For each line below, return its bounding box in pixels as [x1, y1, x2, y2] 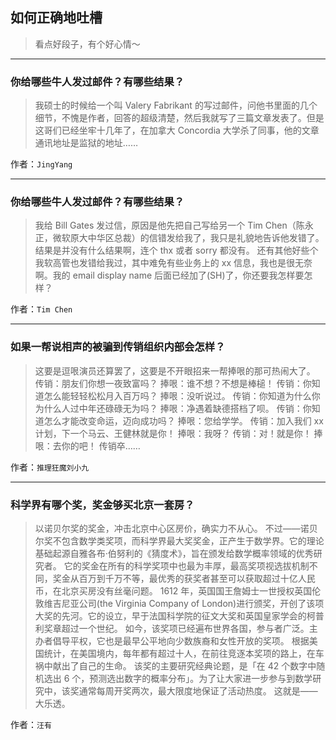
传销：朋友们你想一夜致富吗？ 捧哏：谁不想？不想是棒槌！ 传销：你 [34, 377, 312, 389]
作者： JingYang [10, 158, 73, 170]
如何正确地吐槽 [10, 9, 103, 27]
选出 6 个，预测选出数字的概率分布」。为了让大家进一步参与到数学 [43, 673, 313, 684]
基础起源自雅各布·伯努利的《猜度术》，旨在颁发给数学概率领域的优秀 [34, 548, 314, 559]
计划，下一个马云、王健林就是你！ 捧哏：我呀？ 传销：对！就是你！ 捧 [34, 427, 323, 439]
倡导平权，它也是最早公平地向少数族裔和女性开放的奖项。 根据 [52, 635, 310, 647]
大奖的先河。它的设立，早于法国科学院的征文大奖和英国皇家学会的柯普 [34, 610, 325, 622]
